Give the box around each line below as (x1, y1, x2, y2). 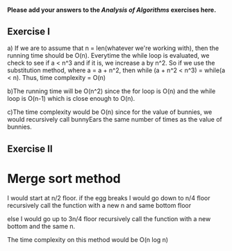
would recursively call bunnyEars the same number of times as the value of (7, 115, 222, 124)
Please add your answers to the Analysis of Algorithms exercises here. (7, 6, 217, 14)
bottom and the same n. (7, 222, 76, 230)
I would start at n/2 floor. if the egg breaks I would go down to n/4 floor (7, 193, 210, 202)
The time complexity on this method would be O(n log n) (7, 235, 169, 243)
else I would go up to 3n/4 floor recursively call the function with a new (7, 214, 211, 222)
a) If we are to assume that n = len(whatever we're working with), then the (7, 44, 219, 52)
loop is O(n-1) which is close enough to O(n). (7, 95, 135, 103)
